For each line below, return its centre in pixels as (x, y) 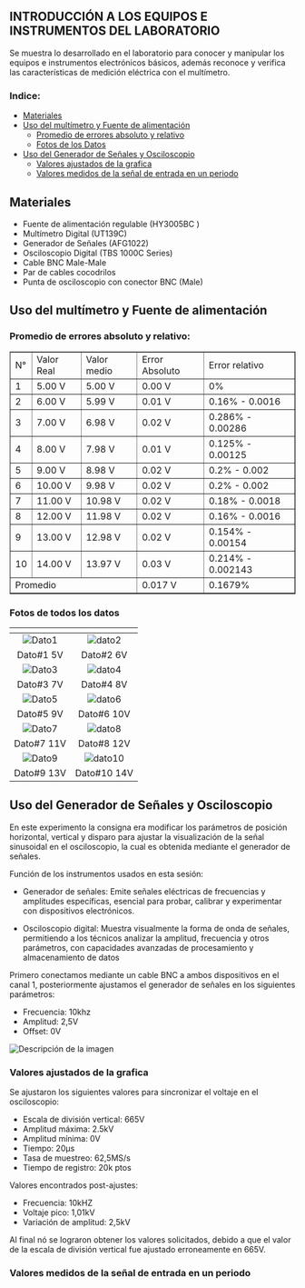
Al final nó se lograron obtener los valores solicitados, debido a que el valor (150, 1240)
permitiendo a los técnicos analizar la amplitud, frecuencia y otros (146, 938)
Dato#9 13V (40, 773)
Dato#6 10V (104, 714)
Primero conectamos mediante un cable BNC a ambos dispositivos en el (144, 974)
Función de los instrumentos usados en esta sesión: (107, 874)
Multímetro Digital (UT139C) (74, 234)
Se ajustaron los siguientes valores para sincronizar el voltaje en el (134, 1093)
